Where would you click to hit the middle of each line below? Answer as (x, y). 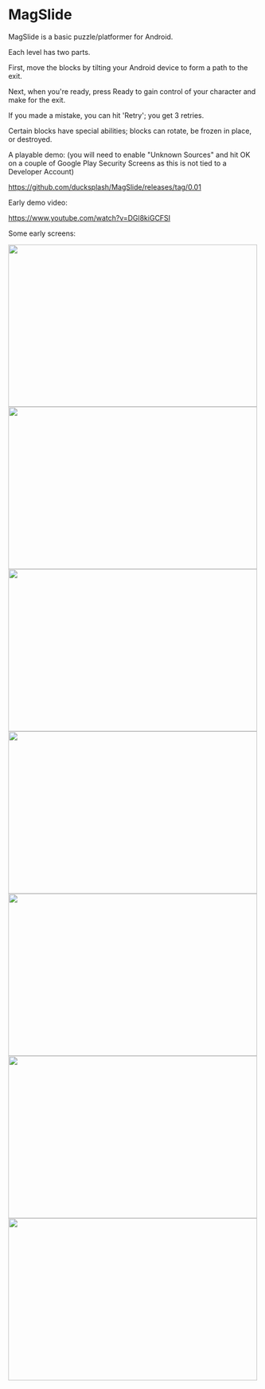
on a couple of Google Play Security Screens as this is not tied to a (117, 163)
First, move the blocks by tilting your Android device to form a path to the (128, 67)
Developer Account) (41, 171)
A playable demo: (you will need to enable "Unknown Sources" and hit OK (129, 155)
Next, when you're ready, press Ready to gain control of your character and (132, 91)
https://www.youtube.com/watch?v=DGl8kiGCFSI (90, 217)
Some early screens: (42, 233)
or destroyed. (30, 139)
